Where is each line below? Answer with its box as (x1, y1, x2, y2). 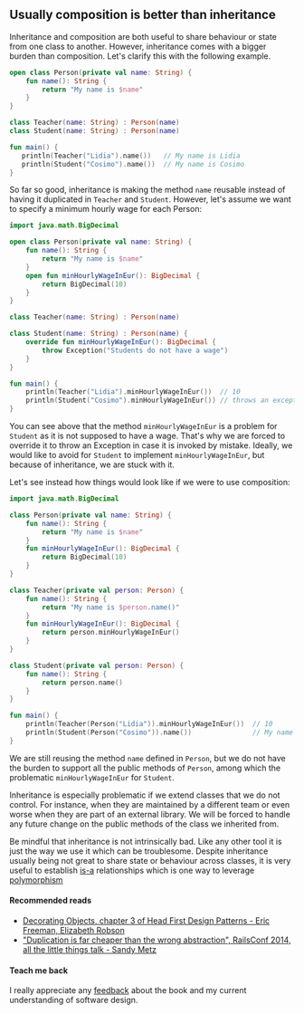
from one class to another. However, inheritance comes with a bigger (9, 41, 267, 52)
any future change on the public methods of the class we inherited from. (9, 818, 280, 829)
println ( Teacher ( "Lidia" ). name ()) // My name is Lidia (21, 151, 242, 160)
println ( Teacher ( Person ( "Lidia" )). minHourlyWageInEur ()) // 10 (25, 720, 273, 729)
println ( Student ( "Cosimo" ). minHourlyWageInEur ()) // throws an (25, 396, 270, 406)
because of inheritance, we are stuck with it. (9, 459, 175, 470)
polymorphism (9, 874, 63, 885)
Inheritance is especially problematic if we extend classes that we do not (9, 789, 280, 800)
